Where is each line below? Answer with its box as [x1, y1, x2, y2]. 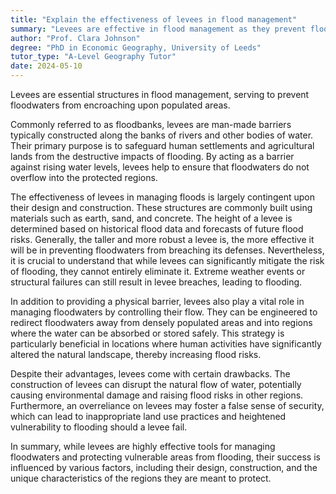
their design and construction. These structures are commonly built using [10, 202, 313, 213]
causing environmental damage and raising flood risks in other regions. [10, 389, 304, 401]
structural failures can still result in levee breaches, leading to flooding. [10, 276, 303, 288]
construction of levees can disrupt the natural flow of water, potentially [10, 379, 302, 390]
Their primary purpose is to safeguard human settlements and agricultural [10, 140, 315, 151]
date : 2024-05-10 [10, 61, 83, 71]
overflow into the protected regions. [10, 172, 158, 183]
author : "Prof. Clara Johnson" [10, 33, 141, 43]
